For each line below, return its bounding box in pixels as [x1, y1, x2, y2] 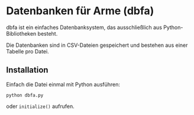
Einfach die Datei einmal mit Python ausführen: [6, 81, 120, 88]
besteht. [37, 30, 58, 37]
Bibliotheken [6, 30, 37, 37]
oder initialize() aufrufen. [6, 103, 75, 110]
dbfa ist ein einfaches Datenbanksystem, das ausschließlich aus [6, 24, 163, 31]
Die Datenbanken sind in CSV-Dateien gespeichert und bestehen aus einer [6, 41, 188, 49]
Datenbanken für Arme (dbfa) [6, 4, 154, 18]
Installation [6, 65, 48, 75]
